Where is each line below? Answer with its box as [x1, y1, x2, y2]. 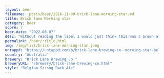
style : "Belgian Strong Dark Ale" [5, 66, 76, 71]
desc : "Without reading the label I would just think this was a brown [5, 34, 154, 39]
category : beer [5, 20, 36, 26]
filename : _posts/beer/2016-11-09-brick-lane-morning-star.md [5, 12, 134, 16]
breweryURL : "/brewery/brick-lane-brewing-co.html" [5, 61, 112, 66]
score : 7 [5, 25, 23, 30]
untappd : [5, 47, 23, 52]
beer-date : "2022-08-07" [5, 30, 56, 34]
